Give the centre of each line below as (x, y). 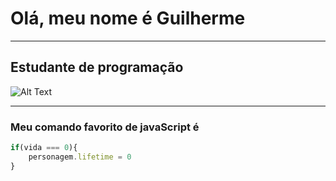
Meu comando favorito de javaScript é (105, 127)
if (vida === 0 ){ (44, 148)
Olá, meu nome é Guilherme (128, 18)
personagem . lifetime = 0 (80, 157)
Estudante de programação (97, 67)
